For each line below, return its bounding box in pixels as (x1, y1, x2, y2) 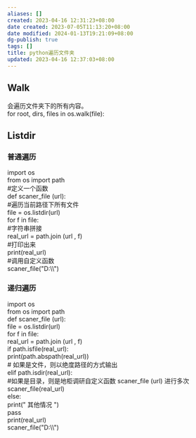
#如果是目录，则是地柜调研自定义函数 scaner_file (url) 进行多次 (7, 376, 190, 385)
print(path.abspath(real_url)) (7, 352, 89, 360)
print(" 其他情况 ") (7, 400, 60, 409)
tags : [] (7, 43, 33, 50)
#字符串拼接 (7, 224, 42, 232)
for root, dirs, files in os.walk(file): (7, 109, 105, 118)
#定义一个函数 (7, 184, 48, 193)
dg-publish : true (7, 36, 58, 44)
